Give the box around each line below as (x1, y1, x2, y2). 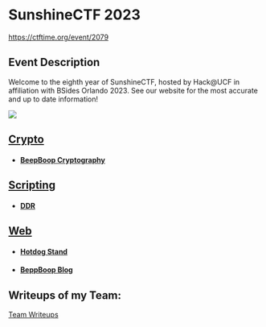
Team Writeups (8, 310, 59, 320)
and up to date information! (8, 94, 99, 104)
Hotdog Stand (19, 246, 68, 256)
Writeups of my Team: (8, 288, 122, 302)
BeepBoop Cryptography (19, 155, 106, 164)
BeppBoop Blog (19, 265, 74, 275)
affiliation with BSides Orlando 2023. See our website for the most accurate (8, 85, 259, 95)
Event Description (8, 56, 100, 69)
